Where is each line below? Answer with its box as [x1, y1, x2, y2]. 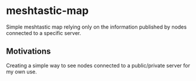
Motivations [6, 47, 51, 57]
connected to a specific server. [6, 29, 82, 36]
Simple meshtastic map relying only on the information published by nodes [6, 23, 187, 30]
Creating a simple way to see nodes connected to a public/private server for [6, 62, 191, 69]
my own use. [6, 68, 37, 75]
